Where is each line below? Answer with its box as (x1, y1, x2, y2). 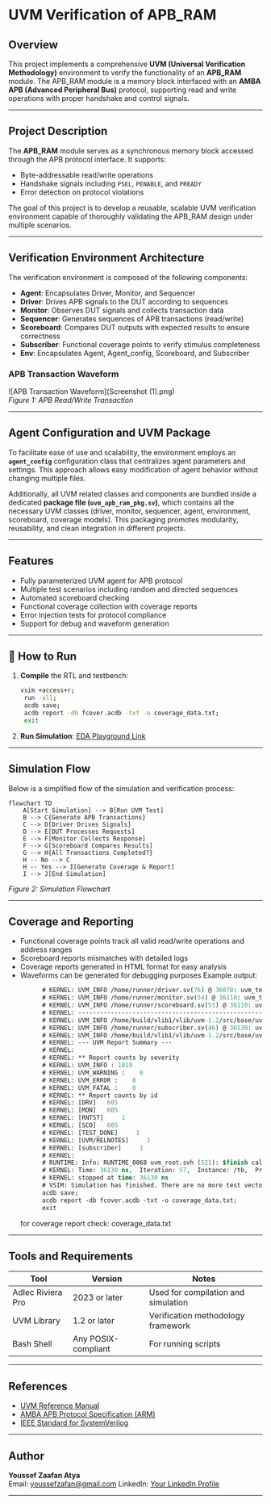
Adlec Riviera (12, 1287, 63, 1298)
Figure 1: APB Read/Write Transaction (8, 395, 134, 404)
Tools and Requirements (8, 1250, 133, 1263)
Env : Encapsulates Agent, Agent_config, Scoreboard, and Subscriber (19, 348, 250, 358)
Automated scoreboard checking (19, 593, 130, 602)
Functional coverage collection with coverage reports (19, 601, 198, 611)
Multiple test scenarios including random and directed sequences (19, 584, 239, 594)
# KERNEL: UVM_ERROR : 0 (41, 1076, 136, 1084)
